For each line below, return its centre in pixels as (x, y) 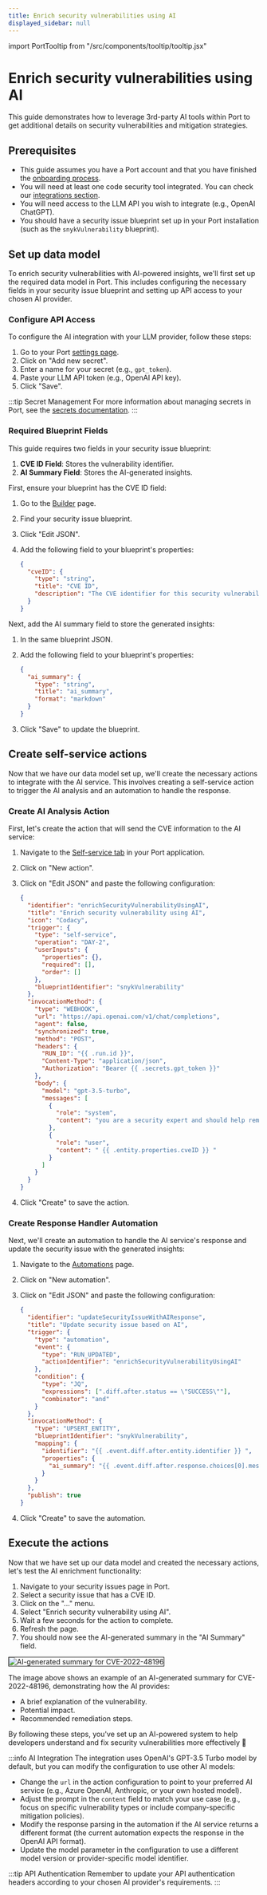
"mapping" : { (56, 1444)
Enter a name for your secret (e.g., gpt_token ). (96, 369)
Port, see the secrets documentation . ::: (73, 410)
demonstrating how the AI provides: (111, 1686)
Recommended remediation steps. (76, 1718)
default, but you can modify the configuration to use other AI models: (122, 1766)
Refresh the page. (49, 1629)
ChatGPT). (37, 212)
